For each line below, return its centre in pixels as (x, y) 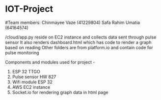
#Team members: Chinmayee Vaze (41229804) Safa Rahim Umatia (73, 22)
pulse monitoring (22, 53)
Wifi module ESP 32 (32, 82)
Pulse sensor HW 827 (34, 77)
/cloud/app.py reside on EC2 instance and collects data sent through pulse (81, 37)
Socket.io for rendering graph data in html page (60, 92)
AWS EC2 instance (31, 87)
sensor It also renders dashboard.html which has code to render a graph (78, 42)
